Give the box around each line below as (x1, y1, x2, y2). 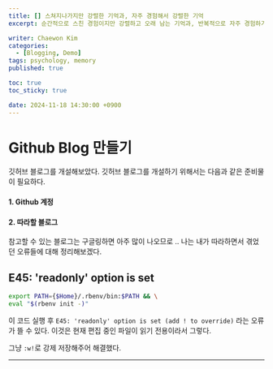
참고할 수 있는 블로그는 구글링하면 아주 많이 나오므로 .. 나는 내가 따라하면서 (8, 237, 245, 247)
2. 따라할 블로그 (8, 217, 58, 227)
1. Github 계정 (8, 197, 54, 207)
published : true (8, 64, 63, 73)
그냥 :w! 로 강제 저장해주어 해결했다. (8, 342, 122, 353)
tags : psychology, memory (8, 57, 96, 65)
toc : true (8, 79, 42, 87)
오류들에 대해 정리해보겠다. (16, 247, 102, 256)
